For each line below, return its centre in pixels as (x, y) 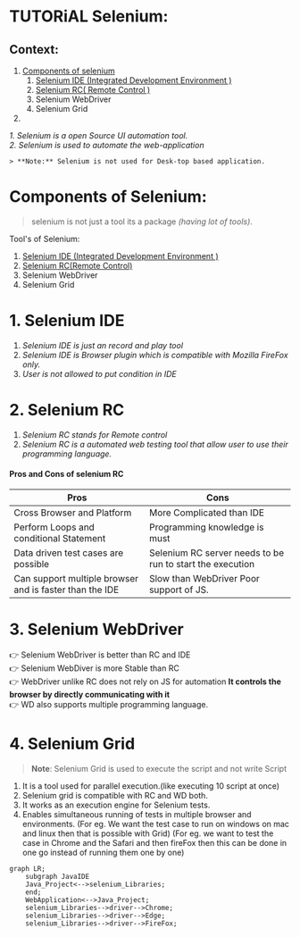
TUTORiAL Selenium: (89, 17)
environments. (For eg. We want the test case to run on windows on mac (156, 824)
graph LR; (28, 868)
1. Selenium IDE (67, 321)
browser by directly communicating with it (90, 694)
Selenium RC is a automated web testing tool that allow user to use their (155, 444)
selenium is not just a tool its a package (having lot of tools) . (142, 222)
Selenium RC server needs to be (216, 553)
